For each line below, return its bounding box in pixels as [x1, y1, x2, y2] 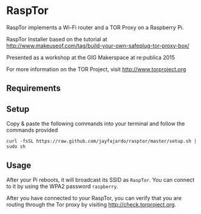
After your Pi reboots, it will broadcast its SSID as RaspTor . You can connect [6, 176, 195, 183]
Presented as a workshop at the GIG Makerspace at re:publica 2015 [6, 53, 175, 61]
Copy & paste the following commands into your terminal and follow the [6, 120, 185, 128]
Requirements [6, 83, 61, 94]
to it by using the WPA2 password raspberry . [6, 182, 118, 190]
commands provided [6, 126, 58, 134]
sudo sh [6, 143, 26, 150]
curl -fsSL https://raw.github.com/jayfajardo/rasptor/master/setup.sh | [6, 138, 197, 145]
